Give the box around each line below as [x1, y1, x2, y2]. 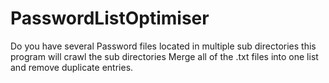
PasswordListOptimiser [10, 7, 210, 30]
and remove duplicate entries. [10, 61, 134, 73]
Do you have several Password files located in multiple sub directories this [10, 40, 317, 52]
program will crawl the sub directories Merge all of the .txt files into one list [10, 50, 319, 62]
